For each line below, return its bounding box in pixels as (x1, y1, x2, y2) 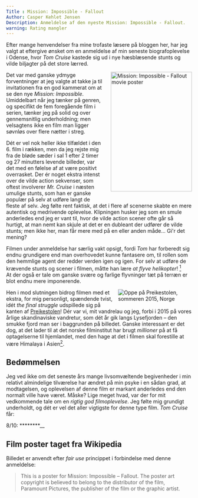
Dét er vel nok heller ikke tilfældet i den (6, 139, 101, 147)
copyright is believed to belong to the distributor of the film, (20, 479, 166, 486)
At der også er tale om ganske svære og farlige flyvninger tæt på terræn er (6, 271, 188, 278)
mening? (6, 234, 28, 241)
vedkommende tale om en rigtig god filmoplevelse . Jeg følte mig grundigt (6, 398, 184, 405)
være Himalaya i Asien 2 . (6, 339, 65, 347)
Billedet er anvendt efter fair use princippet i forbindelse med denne (6, 455, 171, 462)
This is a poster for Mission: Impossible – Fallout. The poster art (20, 473, 175, 480)
